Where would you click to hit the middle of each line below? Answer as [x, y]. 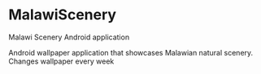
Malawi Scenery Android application [69, 37]
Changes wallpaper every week [61, 61]
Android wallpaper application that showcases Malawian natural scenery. [131, 52]
